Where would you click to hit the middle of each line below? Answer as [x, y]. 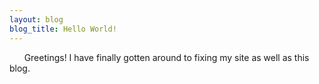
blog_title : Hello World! [63, 29]
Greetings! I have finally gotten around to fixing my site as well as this [166, 57]
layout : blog [36, 19]
